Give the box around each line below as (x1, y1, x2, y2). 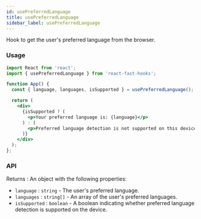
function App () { (6, 81, 50, 87)
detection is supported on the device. (14, 206, 108, 213)
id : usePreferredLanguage (6, 8, 71, 15)
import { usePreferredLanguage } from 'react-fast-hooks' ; (6, 70, 157, 77)
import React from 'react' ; (6, 65, 77, 71)
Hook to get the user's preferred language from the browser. (6, 36, 156, 44)
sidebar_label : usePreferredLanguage (6, 20, 100, 26)
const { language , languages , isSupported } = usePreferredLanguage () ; (11, 87, 194, 93)
